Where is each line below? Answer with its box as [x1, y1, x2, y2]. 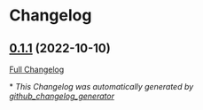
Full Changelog [9, 64, 65, 75]
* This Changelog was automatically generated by [9, 82, 194, 91]
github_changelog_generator [9, 90, 115, 101]
